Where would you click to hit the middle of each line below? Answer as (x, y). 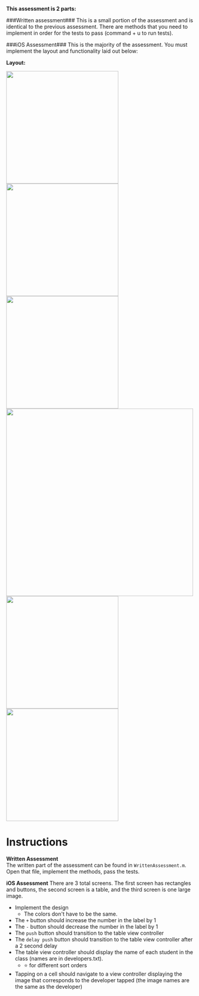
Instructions (37, 842)
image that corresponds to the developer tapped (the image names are (102, 980)
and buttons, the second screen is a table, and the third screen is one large (99, 889)
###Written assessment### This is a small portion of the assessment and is (100, 20)
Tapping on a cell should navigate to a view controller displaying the (98, 974)
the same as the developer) (48, 986)
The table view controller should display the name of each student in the (104, 952)
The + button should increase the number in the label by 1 (85, 920)
